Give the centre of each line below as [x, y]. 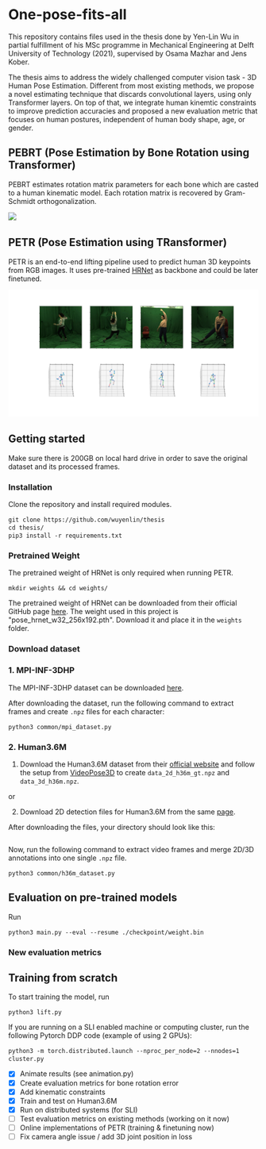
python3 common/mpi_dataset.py [60, 727]
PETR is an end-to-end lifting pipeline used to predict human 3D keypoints [130, 261]
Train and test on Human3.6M [68, 1101]
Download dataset [44, 649]
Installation [31, 487]
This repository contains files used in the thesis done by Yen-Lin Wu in [124, 37]
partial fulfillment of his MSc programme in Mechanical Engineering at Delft [131, 44]
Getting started [47, 439]
